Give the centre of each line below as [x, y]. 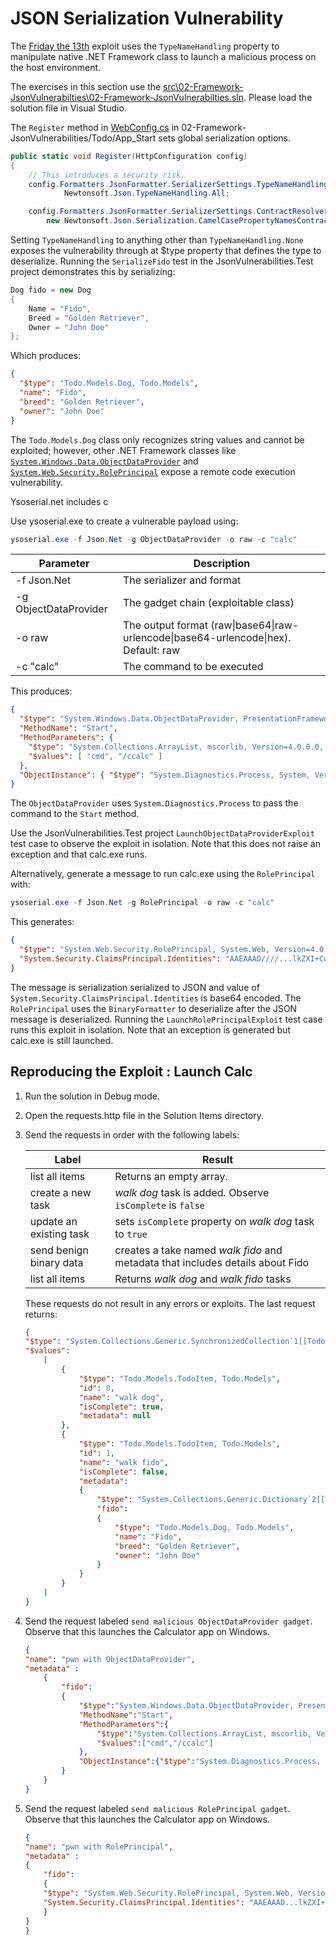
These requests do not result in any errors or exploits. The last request [170, 1303]
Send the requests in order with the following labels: [132, 1134]
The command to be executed [193, 667]
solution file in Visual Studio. [68, 108]
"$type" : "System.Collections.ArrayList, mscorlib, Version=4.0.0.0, [176, 747]
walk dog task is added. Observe [192, 1192]
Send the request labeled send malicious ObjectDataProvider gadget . [168, 1621]
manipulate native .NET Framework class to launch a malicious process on [163, 56]
